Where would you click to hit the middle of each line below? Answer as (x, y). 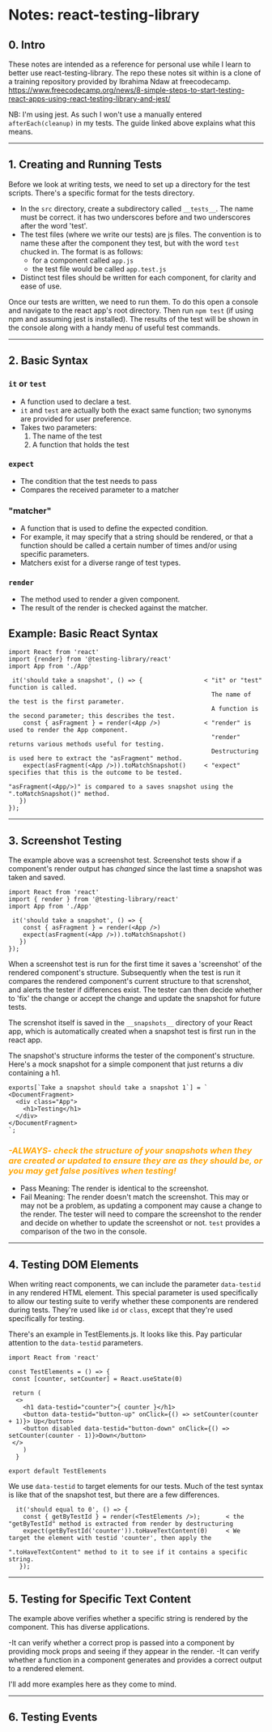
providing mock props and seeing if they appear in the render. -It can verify (134, 1651)
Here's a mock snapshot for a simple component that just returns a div (126, 1064)
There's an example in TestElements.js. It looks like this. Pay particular (125, 1334)
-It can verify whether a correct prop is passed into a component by (121, 1642)
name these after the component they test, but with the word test (130, 243)
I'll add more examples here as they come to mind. (92, 1684)
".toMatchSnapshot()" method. (59, 794)
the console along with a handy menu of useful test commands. (115, 327)
